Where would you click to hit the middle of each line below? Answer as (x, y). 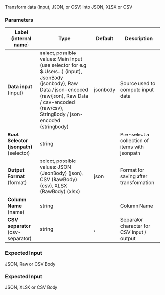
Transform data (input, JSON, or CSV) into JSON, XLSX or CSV (69, 7)
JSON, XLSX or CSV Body (31, 287)
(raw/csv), (52, 108)
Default (105, 39)
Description (139, 39)
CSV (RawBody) (59, 180)
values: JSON (55, 167)
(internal (21, 39)
